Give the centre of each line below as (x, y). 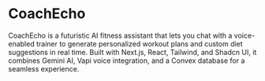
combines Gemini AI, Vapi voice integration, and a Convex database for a (127, 61)
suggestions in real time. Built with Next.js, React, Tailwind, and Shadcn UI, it (132, 52)
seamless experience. (44, 68)
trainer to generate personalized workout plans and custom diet (139, 43)
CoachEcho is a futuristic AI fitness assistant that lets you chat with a (120, 35)
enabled (21, 43)
